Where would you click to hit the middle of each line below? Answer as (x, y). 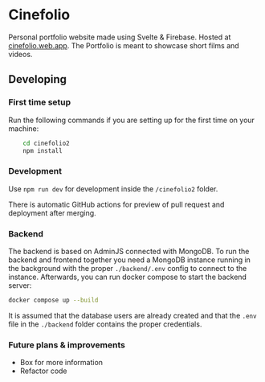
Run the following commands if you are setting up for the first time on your (132, 120)
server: (20, 285)
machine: (24, 128)
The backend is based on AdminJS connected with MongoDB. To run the (129, 251)
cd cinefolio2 (46, 143)
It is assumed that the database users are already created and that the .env (132, 315)
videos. (20, 54)
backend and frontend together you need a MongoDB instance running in (130, 260)
